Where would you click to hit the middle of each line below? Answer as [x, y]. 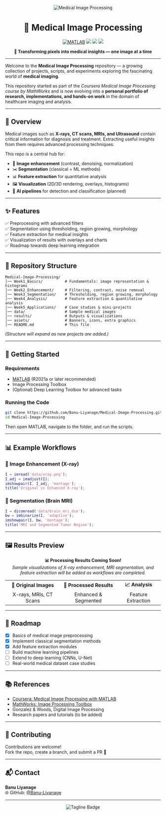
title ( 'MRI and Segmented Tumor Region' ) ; [49, 525]
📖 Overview [23, 122]
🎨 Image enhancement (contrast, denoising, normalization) [73, 163]
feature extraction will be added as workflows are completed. [83, 573]
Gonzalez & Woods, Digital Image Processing [58, 709]
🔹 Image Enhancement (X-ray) [42, 464]
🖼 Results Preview [35, 546]
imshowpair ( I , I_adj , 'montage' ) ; [41, 483]
